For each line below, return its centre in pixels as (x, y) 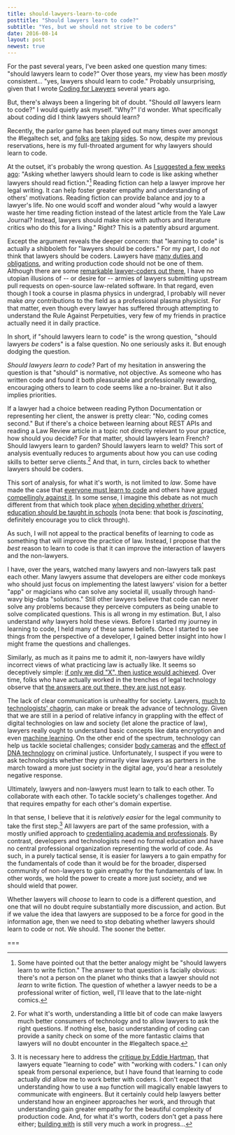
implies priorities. (32, 395)
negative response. (35, 775)
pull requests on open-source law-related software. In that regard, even (111, 285)
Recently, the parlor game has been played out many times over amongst (113, 131)
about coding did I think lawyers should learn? (73, 117)
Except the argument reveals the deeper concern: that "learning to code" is (115, 241)
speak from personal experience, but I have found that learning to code (120, 1072)
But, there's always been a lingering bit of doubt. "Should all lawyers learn (114, 102)
